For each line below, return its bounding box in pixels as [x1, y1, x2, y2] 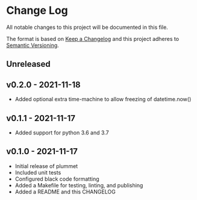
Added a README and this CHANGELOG [14, 188, 116, 195]
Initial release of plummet [14, 162, 78, 169]
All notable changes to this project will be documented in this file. [6, 23, 169, 31]
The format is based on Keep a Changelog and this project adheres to [6, 35, 180, 42]
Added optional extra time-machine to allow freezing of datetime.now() [14, 96, 192, 103]
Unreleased [6, 59, 51, 69]
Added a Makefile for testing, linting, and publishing [14, 181, 143, 189]
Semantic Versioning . [6, 42, 59, 49]
